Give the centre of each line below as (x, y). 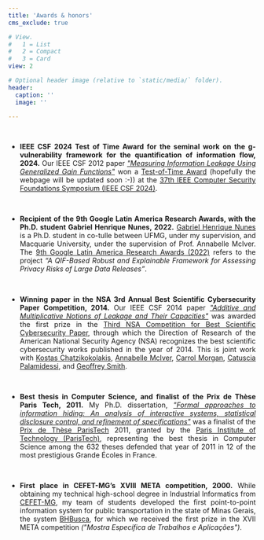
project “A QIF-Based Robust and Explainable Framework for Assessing (137, 261)
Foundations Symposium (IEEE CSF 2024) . (88, 189)
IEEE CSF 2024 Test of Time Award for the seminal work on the (132, 147)
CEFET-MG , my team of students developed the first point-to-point (137, 502)
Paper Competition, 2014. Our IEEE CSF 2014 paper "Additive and (137, 308)
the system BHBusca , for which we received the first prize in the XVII (137, 519)
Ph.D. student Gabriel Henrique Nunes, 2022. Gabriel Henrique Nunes (137, 227)
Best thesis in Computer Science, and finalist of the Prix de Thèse (137, 397)
